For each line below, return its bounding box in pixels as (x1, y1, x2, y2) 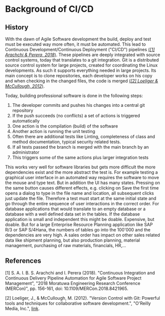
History (5, 23, 29, 32)
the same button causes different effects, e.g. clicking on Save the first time (5, 185, 159, 190)
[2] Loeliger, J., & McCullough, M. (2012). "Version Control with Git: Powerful (5, 295, 160, 301)
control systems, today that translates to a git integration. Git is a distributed (5, 57, 159, 63)
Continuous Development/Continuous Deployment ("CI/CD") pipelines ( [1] (5, 47, 155, 52)
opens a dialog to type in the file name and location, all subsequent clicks (5, 190, 154, 196)
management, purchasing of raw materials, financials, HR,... (5, 243, 127, 248)
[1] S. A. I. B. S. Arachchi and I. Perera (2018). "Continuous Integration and (5, 270, 155, 276)
